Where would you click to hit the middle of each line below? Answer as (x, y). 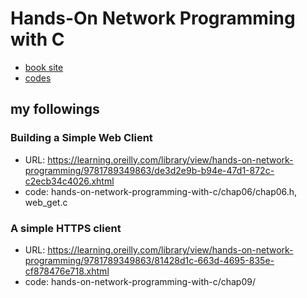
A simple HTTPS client (66, 228)
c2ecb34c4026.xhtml (69, 181)
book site (44, 67)
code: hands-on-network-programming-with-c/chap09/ (140, 281)
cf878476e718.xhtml (67, 271)
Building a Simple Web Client (81, 138)
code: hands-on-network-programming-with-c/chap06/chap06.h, (161, 191)
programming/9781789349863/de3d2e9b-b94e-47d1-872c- (149, 170)
